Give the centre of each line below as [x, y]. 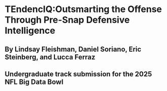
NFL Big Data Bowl [34, 82]
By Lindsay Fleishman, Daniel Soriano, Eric [73, 49]
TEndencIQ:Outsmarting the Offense [83, 9]
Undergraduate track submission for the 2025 [78, 74]
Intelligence [30, 31]
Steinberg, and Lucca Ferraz [50, 57]
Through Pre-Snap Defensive [67, 20]
